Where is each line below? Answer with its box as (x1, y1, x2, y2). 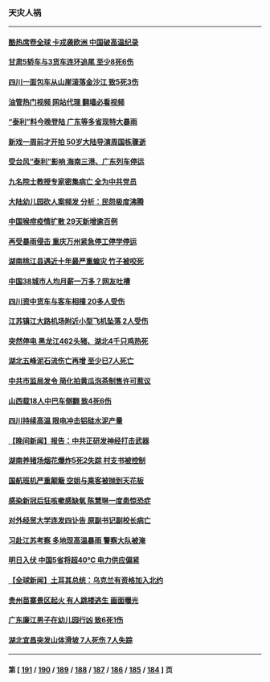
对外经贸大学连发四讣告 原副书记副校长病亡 (8, 515, 151, 525)
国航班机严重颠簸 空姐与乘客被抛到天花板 (8, 475, 145, 485)
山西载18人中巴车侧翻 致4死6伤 (8, 396, 112, 406)
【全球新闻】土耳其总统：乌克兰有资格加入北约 (8, 575, 163, 585)
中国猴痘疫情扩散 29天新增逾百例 (8, 217, 118, 226)
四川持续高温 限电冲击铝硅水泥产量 (8, 416, 123, 426)
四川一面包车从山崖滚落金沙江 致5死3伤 (8, 77, 139, 87)
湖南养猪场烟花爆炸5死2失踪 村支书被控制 (8, 456, 146, 465)
